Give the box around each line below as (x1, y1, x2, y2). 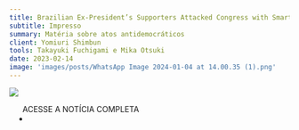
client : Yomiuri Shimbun (9, 37, 101, 47)
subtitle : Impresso (9, 21, 82, 30)
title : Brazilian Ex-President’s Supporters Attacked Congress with (9, 12, 269, 22)
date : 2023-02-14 (9, 54, 74, 63)
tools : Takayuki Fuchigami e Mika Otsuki (9, 46, 166, 55)
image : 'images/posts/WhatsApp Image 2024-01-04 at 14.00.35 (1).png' (9, 63, 277, 72)
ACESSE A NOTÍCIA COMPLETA (21, 103, 140, 114)
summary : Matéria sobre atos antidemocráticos (9, 29, 185, 38)
